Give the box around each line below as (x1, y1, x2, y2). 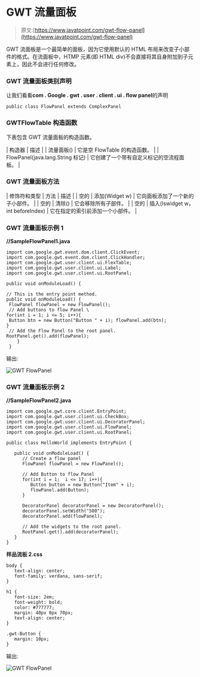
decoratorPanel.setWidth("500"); (21, 508, 106, 514)
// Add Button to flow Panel (21, 472, 95, 477)
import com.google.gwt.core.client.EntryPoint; (6, 409, 127, 415)
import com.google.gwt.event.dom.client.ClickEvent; (6, 249, 140, 255)
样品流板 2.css (6, 551, 43, 558)
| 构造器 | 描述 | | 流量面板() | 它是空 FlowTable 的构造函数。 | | (6, 146, 159, 153)
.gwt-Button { (6, 631, 42, 637)
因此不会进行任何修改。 (21, 61, 79, 68)
